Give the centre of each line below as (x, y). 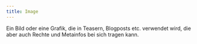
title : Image (22, 11)
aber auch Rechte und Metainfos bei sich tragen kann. (73, 34)
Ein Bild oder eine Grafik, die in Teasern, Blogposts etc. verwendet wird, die (99, 28)
